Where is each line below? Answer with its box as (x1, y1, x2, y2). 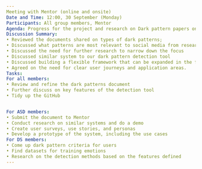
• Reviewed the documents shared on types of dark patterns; (6, 37, 163, 43)
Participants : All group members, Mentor (6, 20, 112, 26)
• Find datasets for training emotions (6, 148, 106, 154)
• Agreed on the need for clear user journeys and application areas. (6, 64, 187, 71)
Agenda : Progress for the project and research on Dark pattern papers (6, 25, 189, 32)
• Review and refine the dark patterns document (6, 82, 130, 88)
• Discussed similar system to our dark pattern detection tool (6, 54, 171, 60)
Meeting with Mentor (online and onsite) (6, 8, 112, 15)
